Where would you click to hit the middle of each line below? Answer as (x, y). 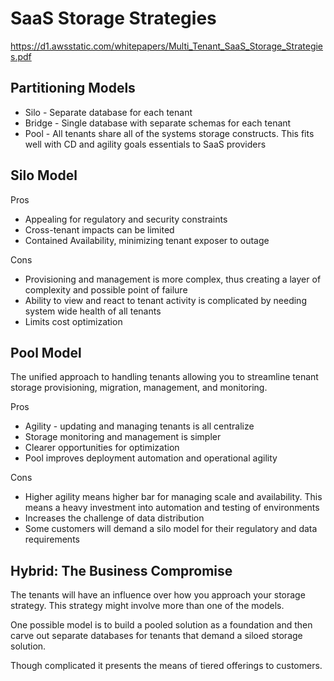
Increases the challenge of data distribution (114, 518)
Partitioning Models (73, 88)
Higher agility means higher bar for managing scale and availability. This (173, 497)
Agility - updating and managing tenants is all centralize (139, 426)
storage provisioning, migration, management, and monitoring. (139, 388)
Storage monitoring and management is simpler (123, 437)
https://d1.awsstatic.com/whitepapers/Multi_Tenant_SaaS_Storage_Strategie (167, 46)
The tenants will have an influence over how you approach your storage (158, 595)
